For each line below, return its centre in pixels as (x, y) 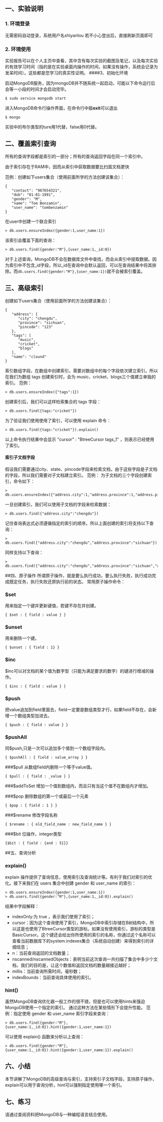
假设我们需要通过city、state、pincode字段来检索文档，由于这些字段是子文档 (81, 469)
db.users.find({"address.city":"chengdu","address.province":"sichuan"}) (81, 543)
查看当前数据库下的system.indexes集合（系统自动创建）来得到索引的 (81, 941)
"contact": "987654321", (37, 190)
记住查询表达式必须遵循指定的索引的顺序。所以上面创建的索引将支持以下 (77, 523)
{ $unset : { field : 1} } (32, 648)
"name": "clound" (29, 356)
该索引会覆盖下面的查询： (31, 240)
